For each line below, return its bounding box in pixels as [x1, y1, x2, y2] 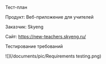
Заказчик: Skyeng [5, 24, 44, 30]
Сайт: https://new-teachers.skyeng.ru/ [5, 34, 86, 39]
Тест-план [5, 5, 27, 10]
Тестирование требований [5, 43, 63, 49]
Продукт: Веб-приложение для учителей [5, 14, 94, 20]
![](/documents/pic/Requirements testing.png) [5, 53, 101, 59]
